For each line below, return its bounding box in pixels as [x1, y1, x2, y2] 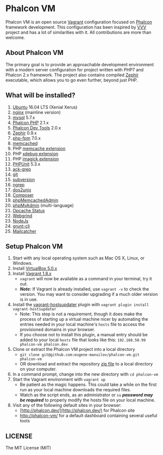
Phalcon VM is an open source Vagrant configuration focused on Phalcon [5, 19, 152, 25]
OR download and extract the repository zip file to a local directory [19, 361, 153, 367]
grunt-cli [12, 223, 30, 229]
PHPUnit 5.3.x [12, 161, 41, 167]
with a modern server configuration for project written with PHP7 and [5, 67, 144, 73]
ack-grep [12, 166, 31, 172]
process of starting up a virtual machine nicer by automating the [19, 316, 148, 322]
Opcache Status [12, 207, 45, 213]
